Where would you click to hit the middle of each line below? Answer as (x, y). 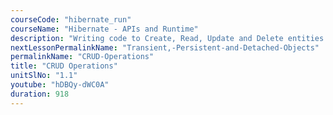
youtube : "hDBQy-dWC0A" (60, 85)
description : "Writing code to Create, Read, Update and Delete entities (167, 38)
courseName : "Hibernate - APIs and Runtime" (104, 29)
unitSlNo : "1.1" (44, 76)
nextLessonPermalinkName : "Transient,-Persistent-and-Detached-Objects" (165, 47)
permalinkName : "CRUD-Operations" (82, 57)
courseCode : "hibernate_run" (71, 19)
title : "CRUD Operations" (64, 66)
